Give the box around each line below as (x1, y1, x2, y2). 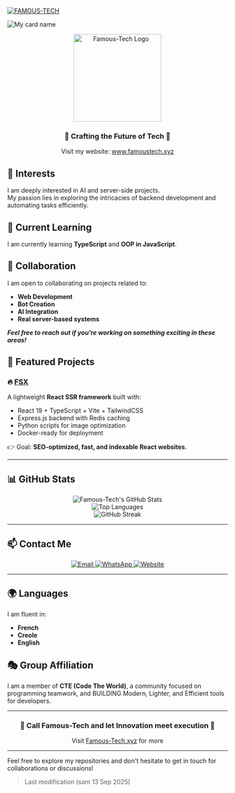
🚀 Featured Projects (7, 356, 95, 368)
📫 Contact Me (7, 538, 72, 550)
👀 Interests (7, 167, 56, 179)
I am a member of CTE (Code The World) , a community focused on (7, 682, 201, 690)
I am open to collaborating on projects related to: (7, 279, 148, 287)
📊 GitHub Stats (7, 473, 76, 485)
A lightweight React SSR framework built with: (7, 393, 141, 401)
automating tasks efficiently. (7, 201, 89, 209)
